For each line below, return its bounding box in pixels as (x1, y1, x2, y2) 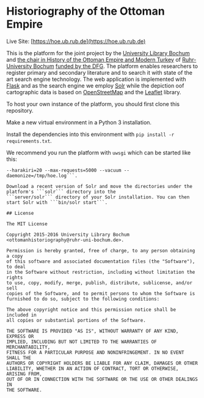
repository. (6, 107, 34, 114)
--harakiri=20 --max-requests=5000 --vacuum (6, 167, 122, 173)
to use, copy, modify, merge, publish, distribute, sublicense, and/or (6, 280, 192, 286)
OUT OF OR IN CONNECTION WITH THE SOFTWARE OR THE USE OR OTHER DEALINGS (6, 376, 199, 382)
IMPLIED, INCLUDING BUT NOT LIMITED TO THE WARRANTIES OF (6, 339, 157, 345)
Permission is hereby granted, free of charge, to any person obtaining (6, 247, 195, 253)
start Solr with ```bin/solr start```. (6, 199, 108, 206)
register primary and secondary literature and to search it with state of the (6, 69, 193, 76)
